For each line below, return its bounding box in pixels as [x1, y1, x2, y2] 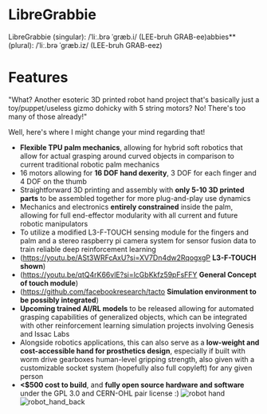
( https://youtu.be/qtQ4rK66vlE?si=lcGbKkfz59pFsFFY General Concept [19, 270, 257, 279]
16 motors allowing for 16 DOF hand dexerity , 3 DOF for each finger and [19, 168, 257, 177]
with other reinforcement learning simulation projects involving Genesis [19, 321, 254, 330]
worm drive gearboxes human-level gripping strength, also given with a [19, 354, 255, 364]
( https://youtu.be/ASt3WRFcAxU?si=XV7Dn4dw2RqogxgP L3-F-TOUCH [19, 253, 257, 262]
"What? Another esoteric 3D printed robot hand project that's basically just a [8, 94, 260, 104]
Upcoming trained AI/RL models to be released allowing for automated [19, 303, 254, 313]
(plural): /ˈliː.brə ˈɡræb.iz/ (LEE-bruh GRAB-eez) [8, 40, 163, 49]
